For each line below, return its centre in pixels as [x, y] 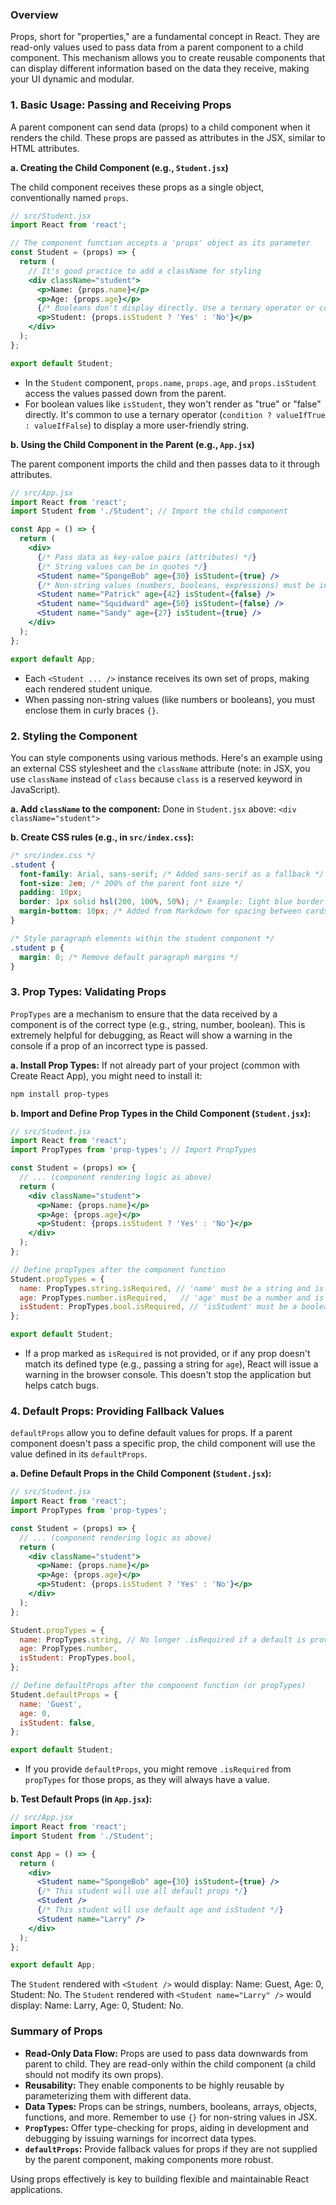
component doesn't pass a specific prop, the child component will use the [163, 1444]
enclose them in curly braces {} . [91, 710]
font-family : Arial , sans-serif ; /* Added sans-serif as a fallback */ [172, 874]
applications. [36, 2189]
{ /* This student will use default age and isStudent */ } [160, 1910]
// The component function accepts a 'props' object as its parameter [160, 243]
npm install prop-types [60, 1094]
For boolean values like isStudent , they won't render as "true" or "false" [173, 404]
